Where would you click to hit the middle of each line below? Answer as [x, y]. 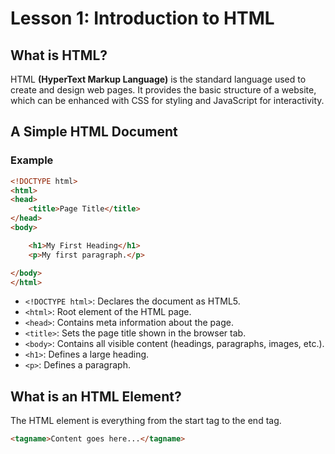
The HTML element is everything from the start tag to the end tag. [146, 421]
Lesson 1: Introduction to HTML [142, 18]
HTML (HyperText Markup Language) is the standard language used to [158, 79]
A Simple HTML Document [94, 132]
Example [32, 160]
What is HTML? [59, 55]
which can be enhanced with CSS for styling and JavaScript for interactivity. [167, 100]
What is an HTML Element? [96, 396]
